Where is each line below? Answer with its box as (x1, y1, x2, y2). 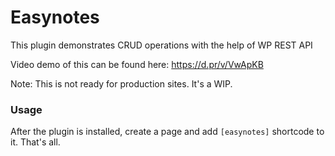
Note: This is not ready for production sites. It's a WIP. (10, 77, 233, 90)
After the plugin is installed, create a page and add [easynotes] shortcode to (10, 126, 325, 138)
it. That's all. (10, 136, 61, 148)
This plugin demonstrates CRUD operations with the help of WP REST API (10, 39, 313, 51)
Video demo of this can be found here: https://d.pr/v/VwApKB (10, 58, 264, 70)
